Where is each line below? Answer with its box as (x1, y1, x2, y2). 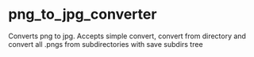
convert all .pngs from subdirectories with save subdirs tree (8, 39, 204, 48)
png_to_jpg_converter (8, 5, 157, 23)
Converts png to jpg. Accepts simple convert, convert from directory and (8, 31, 246, 41)
